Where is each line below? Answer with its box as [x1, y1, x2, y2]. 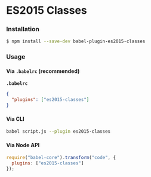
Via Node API [6, 141, 40, 148]
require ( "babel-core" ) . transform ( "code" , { [6, 155, 116, 161]
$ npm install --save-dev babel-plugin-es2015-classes [6, 38, 146, 45]
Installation [6, 25, 40, 33]
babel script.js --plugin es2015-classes [6, 129, 111, 135]
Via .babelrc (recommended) [6, 67, 80, 75]
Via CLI [6, 115, 24, 123]
